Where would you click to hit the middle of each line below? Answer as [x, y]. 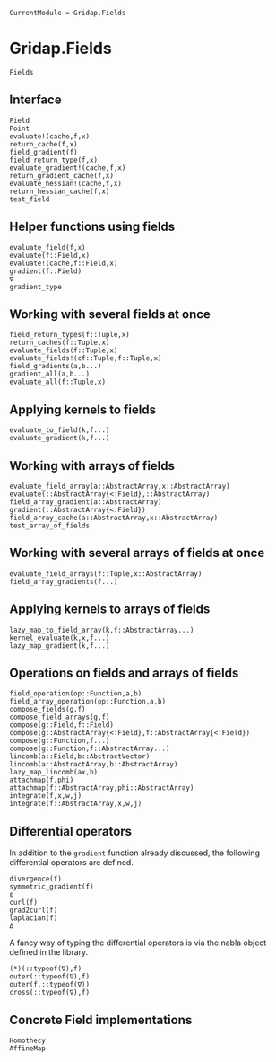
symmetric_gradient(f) [52, 887]
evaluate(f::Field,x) [50, 255]
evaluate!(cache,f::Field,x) [64, 263]
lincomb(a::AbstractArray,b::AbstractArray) [94, 765]
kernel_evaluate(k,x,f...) [60, 638]
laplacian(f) [34, 918]
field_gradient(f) [43, 152]
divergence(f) [36, 879]
